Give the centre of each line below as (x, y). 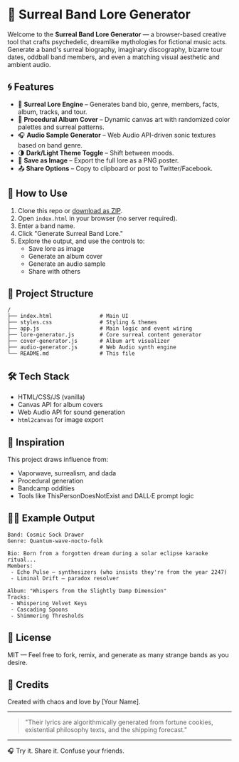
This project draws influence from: (58, 459)
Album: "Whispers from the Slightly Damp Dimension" (87, 591)
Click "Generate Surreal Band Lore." (70, 233)
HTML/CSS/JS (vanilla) (51, 397)
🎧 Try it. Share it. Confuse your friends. (66, 751)
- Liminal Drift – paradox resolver (65, 578)
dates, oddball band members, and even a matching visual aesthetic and (114, 57)
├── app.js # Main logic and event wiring (100, 329)
